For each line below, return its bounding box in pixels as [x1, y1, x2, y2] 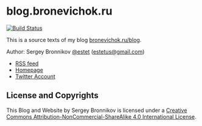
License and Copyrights [6, 90, 99, 101]
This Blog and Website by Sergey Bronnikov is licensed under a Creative [6, 107, 187, 114]
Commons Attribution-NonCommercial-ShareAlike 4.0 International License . [6, 113, 197, 120]
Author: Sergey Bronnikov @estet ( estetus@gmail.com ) [6, 47, 145, 55]
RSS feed [15, 60, 39, 67]
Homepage [15, 66, 44, 74]
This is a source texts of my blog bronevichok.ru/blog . [6, 36, 142, 43]
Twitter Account [15, 72, 56, 80]
